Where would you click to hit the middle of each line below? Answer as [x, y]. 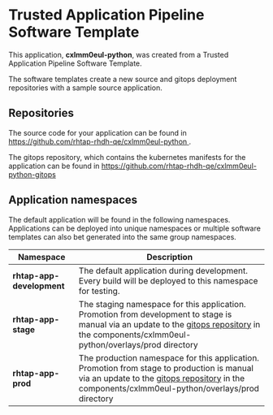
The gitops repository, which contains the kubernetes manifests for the [127, 157]
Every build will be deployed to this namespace [168, 280]
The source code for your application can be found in [97, 132]
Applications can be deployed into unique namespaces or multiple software [135, 228]
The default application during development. [163, 270]
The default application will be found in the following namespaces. [119, 219]
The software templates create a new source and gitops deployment [123, 79]
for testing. [99, 291]
